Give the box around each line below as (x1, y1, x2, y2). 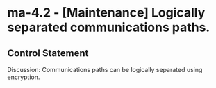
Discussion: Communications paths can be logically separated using (7, 66, 203, 73)
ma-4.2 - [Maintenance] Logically (7, 5, 206, 21)
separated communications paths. (7, 19, 210, 35)
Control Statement (7, 47, 89, 59)
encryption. (7, 73, 40, 81)
